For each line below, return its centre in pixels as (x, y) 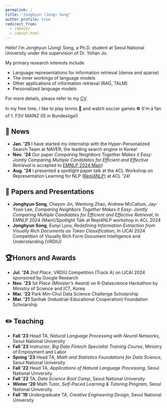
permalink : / (19, 10)
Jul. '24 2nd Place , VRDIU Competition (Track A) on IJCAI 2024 (79, 272)
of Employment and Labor (39, 352)
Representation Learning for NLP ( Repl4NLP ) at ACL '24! (71, 176)
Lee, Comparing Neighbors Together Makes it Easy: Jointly (86, 209)
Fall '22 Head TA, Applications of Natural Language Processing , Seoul (86, 368)
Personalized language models (45, 89)
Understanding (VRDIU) (37, 241)
